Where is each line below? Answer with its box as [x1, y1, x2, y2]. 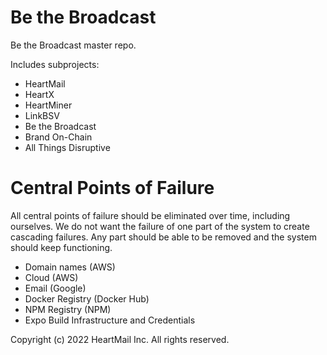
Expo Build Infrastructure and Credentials [24, 314, 196, 326]
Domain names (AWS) [24, 261, 116, 273]
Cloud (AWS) [24, 271, 79, 283]
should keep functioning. [10, 241, 113, 253]
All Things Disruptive [24, 141, 111, 153]
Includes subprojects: [10, 58, 100, 70]
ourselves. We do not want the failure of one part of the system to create [10, 220, 310, 232]
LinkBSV [24, 109, 60, 121]
